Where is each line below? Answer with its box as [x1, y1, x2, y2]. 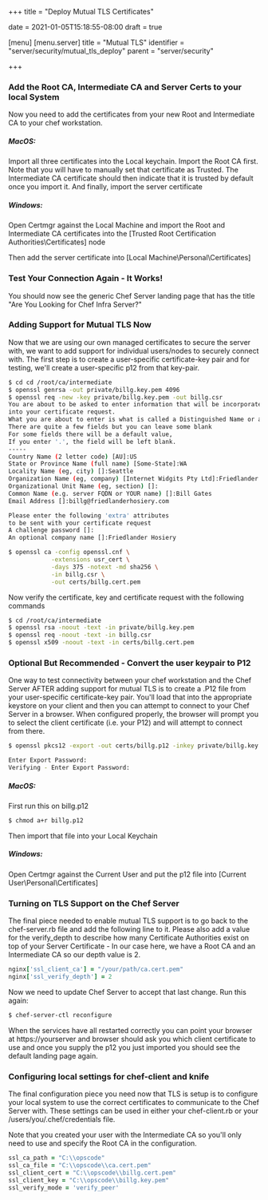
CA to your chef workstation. [8, 118, 103, 128]
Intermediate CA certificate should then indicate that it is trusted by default [8, 173, 254, 183]
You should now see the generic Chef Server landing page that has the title [8, 291, 255, 300]
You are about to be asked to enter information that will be [8, 401, 219, 409]
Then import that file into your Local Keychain [8, 830, 158, 841]
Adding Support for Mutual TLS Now [8, 319, 152, 331]
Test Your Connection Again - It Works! [8, 273, 164, 284]
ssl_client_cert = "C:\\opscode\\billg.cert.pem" [8, 1169, 177, 1177]
